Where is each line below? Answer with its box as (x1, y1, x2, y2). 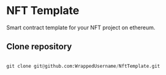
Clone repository (6, 41, 72, 52)
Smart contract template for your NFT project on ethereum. (6, 24, 156, 31)
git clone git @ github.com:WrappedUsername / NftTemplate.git (6, 63, 160, 69)
